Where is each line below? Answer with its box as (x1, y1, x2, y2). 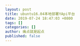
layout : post (5, 7, 32, 12)
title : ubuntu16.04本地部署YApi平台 (5, 11, 75, 16)
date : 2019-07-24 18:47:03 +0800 (5, 16, 73, 21)
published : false (5, 34, 40, 39)
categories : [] (5, 25, 36, 30)
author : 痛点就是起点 (5, 29, 45, 34)
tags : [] (5, 20, 23, 25)
